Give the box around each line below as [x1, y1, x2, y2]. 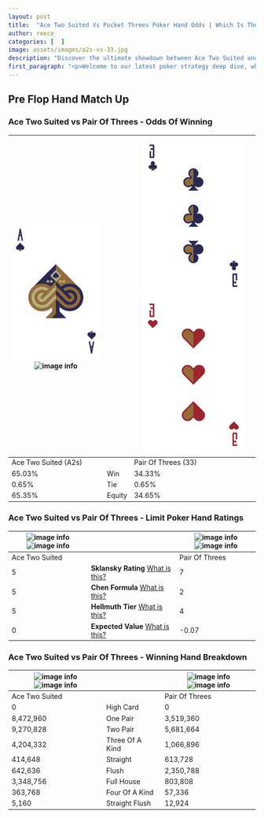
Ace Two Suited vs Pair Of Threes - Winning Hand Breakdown [8, 652, 247, 663]
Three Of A [105, 735, 142, 745]
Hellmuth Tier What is [90, 602, 163, 612]
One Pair [105, 713, 134, 723]
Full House [105, 776, 141, 786]
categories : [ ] [8, 38, 65, 46]
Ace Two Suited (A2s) [11, 458, 82, 467]
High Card [105, 702, 139, 712]
